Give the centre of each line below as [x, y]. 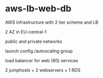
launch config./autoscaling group [39, 51]
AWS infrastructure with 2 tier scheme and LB [52, 22]
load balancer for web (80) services [42, 60]
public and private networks [34, 41]
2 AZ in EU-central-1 [26, 32]
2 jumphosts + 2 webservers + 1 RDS [43, 70]
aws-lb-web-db [38, 9]
